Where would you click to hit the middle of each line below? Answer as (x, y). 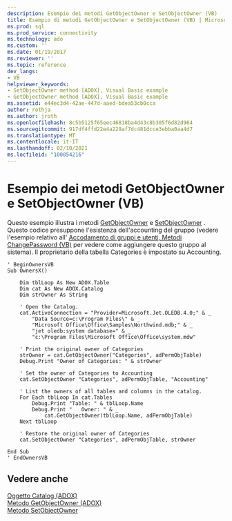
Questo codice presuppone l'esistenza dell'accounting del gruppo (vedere (113, 230)
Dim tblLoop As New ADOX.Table (65, 283)
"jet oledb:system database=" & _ (81, 331)
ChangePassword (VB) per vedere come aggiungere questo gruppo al (107, 244)
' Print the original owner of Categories (81, 349)
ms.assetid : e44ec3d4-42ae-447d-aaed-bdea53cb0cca (81, 104)
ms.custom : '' (28, 46)
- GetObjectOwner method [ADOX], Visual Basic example (88, 97)
